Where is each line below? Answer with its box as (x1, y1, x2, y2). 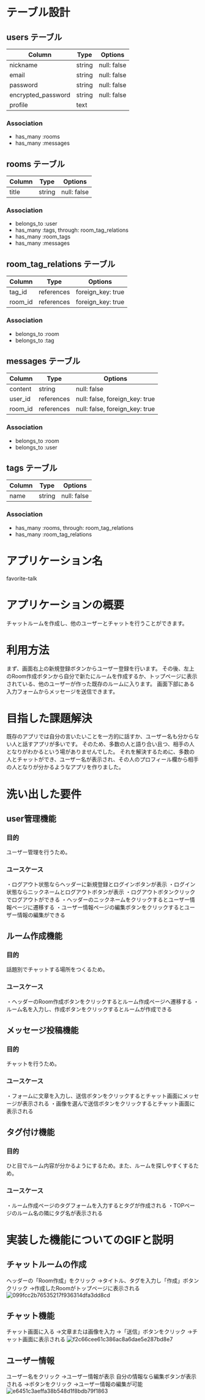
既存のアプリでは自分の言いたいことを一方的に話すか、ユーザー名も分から (6, 733, 194, 740)
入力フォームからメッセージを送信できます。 (6, 687, 118, 695)
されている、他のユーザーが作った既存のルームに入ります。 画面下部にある (6, 680, 195, 687)
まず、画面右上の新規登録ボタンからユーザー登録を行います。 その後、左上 (6, 665, 195, 672)
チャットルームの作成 (6, 1260, 87, 1270)
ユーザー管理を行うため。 (6, 849, 71, 856)
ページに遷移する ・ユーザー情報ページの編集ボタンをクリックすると (11, 903, 185, 911)
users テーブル (6, 32, 62, 42)
